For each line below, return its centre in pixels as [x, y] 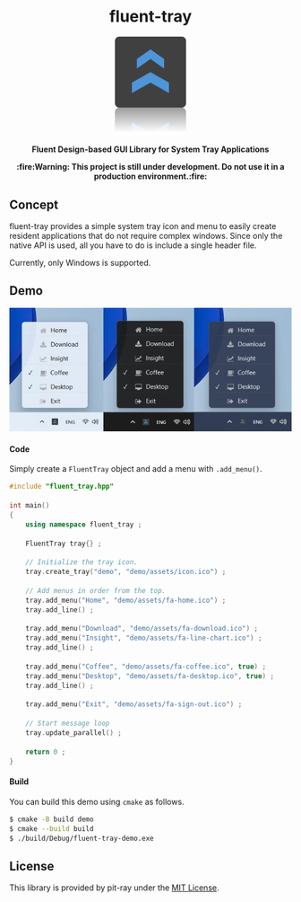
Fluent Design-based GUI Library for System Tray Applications [150, 149]
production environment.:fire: [150, 176]
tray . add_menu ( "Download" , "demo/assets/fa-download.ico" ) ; [142, 629]
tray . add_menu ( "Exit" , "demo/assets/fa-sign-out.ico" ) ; [134, 704]
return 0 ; [46, 752]
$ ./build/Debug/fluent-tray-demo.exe [82, 838]
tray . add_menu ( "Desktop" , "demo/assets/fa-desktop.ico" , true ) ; [150, 676]
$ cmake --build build [52, 828]
